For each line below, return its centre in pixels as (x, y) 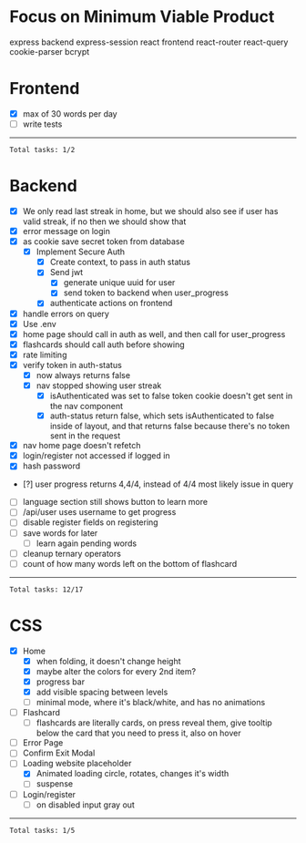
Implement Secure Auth (81, 252)
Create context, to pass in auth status (120, 262)
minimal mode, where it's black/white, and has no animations (151, 702)
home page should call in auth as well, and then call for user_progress (154, 334)
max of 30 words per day (70, 113)
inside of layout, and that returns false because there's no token (169, 427)
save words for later (60, 533)
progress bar (60, 682)
